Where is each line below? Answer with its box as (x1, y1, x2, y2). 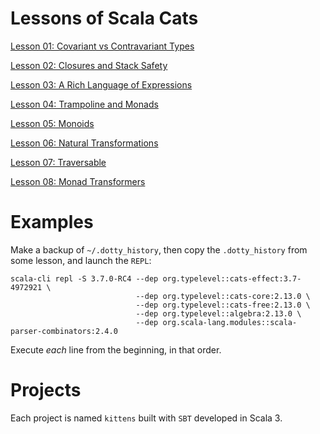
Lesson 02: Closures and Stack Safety (10, 59, 168, 71)
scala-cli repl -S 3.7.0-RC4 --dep (10, 273, 159, 284)
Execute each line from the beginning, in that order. (10, 343, 222, 356)
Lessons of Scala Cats (10, 7, 199, 30)
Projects (10, 379, 82, 402)
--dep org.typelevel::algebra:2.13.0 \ (135, 308, 302, 319)
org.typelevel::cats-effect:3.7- (162, 273, 302, 284)
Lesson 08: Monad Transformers (10, 175, 146, 187)
